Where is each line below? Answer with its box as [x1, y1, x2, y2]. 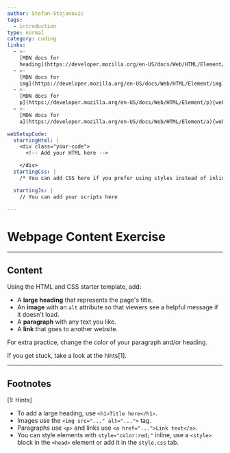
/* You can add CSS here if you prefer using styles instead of [19, 174, 207, 181]
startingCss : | [13, 168, 57, 175]
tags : [7, 16, 23, 23]
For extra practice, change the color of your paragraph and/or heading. [7, 338, 207, 346]
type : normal [7, 29, 44, 36]
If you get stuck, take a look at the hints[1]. [7, 352, 127, 360]
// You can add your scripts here [19, 193, 118, 200]
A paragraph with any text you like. [16, 318, 116, 326]
